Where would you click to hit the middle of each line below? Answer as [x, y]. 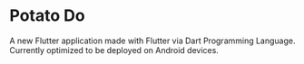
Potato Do [47, 16]
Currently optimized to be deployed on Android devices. [114, 50]
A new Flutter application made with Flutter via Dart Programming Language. [153, 41]
